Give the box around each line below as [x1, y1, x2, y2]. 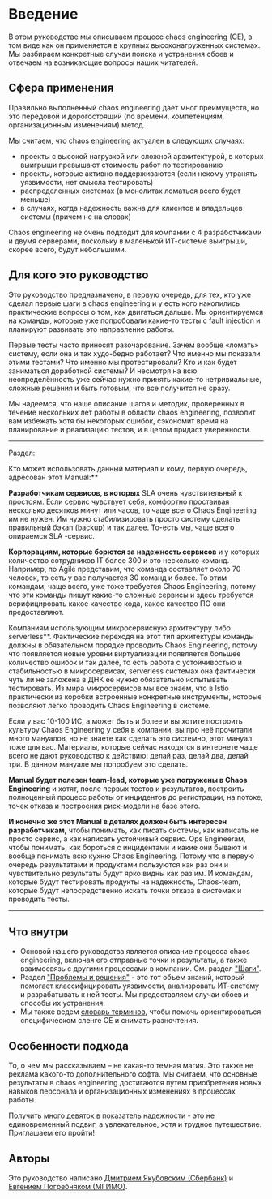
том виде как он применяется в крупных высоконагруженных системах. [8, 40, 261, 49]
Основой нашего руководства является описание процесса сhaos [19, 947, 251, 956]
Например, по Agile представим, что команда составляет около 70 [8, 564, 241, 574]
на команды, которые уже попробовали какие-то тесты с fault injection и [8, 316, 261, 325]
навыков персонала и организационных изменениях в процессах [8, 1086, 236, 1096]
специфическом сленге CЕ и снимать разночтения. [19, 1016, 199, 1025]
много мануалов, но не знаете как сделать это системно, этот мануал [8, 733, 253, 743]
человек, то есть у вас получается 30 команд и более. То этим [8, 573, 227, 582]
